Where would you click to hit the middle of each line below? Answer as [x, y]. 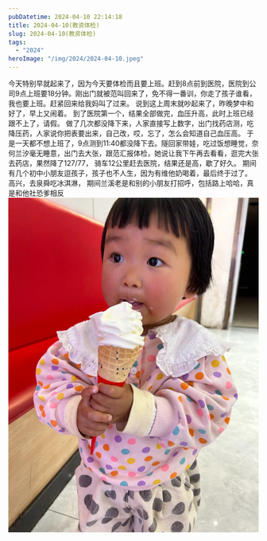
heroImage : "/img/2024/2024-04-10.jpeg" [76, 59]
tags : [17, 42]
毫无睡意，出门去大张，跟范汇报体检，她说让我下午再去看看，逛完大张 [144, 153]
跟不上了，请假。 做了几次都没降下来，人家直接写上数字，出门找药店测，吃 [131, 123]
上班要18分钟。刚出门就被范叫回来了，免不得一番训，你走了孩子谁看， [141, 93]
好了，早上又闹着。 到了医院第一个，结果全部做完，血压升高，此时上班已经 [131, 113]
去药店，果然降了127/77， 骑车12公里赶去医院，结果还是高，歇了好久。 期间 [132, 163]
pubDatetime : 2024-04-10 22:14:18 [66, 17]
